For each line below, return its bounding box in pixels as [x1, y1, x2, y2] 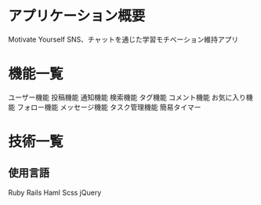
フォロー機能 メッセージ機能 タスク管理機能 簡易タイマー [16, 102, 201, 112]
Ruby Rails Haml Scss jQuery [8, 188, 102, 197]
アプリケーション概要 [8, 7, 146, 25]
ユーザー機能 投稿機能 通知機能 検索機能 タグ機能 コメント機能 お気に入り [8, 92, 247, 102]
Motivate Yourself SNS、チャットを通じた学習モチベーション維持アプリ [8, 35, 239, 44]
